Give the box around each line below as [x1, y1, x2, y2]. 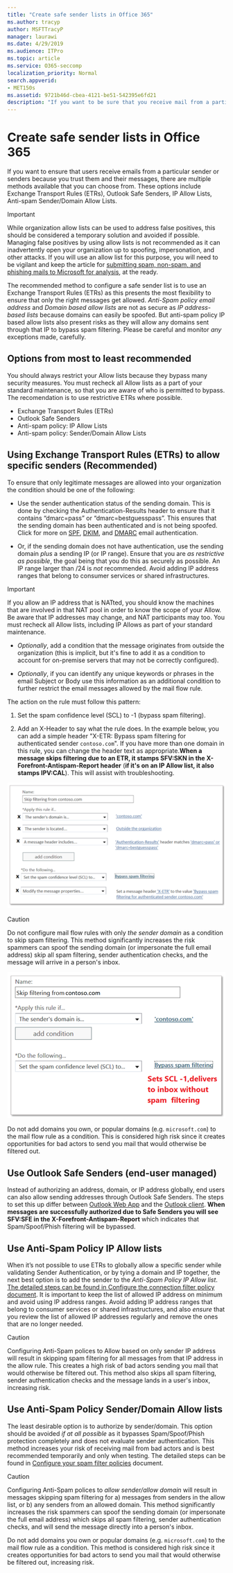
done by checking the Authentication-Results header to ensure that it [17, 506, 215, 514]
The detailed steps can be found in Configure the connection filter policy [7, 1283, 215, 1292]
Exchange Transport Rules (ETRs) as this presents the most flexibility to [7, 288, 212, 297]
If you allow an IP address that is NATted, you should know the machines [7, 598, 215, 607]
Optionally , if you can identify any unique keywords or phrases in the [17, 669, 214, 677]
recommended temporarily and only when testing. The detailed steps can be [7, 1451, 226, 1459]
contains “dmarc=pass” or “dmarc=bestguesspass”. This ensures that [17, 514, 217, 522]
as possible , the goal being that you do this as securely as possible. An [17, 557, 221, 565]
